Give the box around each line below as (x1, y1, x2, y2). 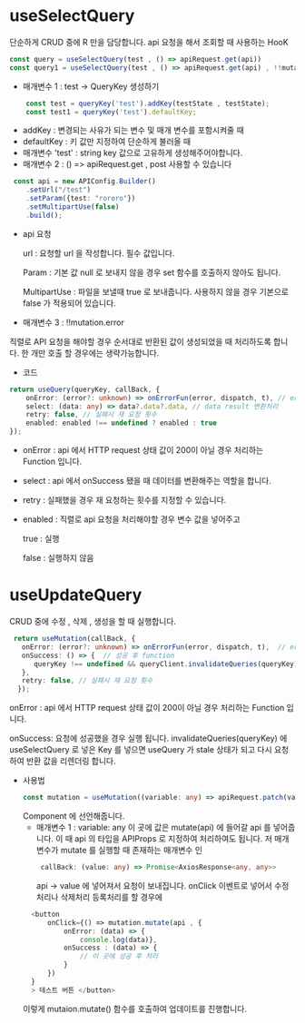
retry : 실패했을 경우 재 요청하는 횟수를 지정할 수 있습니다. (22, 495, 227, 506)
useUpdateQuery (9, 585, 143, 605)
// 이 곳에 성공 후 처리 (80, 952, 159, 961)
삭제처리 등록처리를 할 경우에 (60, 891, 163, 902)
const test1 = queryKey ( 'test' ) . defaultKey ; (25, 107, 197, 116)
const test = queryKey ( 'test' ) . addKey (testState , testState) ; (25, 99, 271, 108)
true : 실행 (22, 533, 60, 545)
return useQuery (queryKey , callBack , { (9, 385, 161, 394)
